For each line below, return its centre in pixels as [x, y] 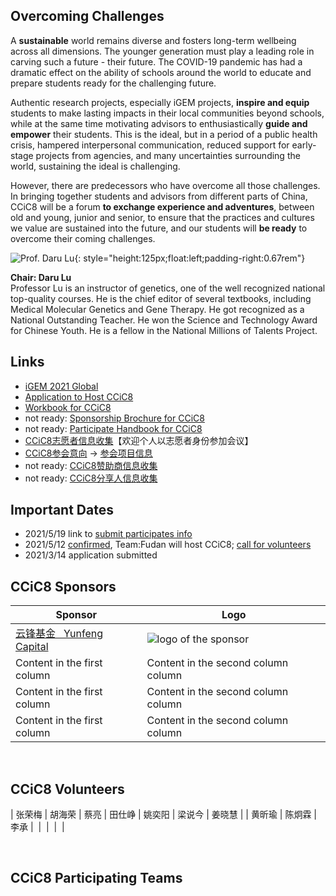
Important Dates [62, 510]
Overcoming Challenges [87, 16]
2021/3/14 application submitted [91, 555]
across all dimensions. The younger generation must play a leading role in [162, 51]
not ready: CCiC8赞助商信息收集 [91, 465]
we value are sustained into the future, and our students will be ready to [159, 228]
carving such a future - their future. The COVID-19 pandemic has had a [156, 61]
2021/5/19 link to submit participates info [108, 534]
